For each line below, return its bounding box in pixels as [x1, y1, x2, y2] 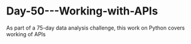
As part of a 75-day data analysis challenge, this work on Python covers [6, 24, 185, 31]
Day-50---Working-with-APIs [6, 4, 158, 18]
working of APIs [6, 30, 46, 37]
